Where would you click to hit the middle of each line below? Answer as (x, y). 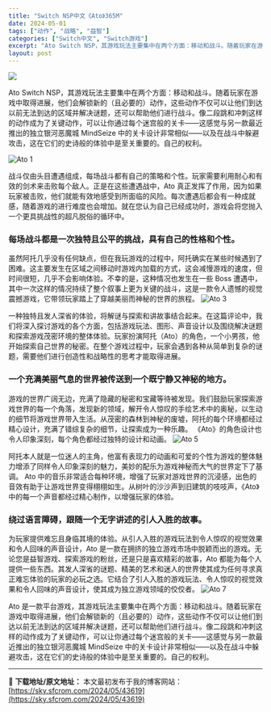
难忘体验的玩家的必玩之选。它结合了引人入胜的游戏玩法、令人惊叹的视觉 (135, 579)
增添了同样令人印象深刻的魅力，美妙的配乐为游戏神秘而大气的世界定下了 (135, 466)
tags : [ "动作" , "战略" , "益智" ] (59, 31)
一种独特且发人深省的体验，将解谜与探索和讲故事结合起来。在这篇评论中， (132, 316)
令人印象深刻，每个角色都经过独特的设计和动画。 (90, 439)
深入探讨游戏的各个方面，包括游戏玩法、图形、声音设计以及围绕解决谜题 (142, 326)
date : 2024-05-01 (38, 23)
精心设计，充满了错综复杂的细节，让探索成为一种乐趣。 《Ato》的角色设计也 (135, 428)
